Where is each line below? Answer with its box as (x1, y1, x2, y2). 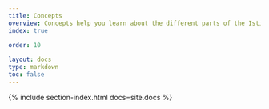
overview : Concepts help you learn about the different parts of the (8, 19, 246, 27)
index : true (8, 26, 48, 34)
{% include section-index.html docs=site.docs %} (8, 92, 173, 102)
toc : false (8, 71, 45, 79)
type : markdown (8, 63, 59, 71)
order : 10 (8, 41, 42, 49)
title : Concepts (8, 11, 62, 20)
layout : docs (8, 55, 52, 64)
